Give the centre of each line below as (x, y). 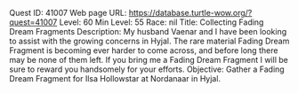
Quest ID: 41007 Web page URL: (68, 13)
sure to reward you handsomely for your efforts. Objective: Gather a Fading (147, 69)
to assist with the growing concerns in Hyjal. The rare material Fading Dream (149, 41)
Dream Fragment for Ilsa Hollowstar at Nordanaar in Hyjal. (115, 78)
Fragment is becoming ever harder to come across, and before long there (144, 50)
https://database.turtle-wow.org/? (190, 13)
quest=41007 (33, 22)
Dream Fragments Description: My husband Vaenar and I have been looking (148, 31)
